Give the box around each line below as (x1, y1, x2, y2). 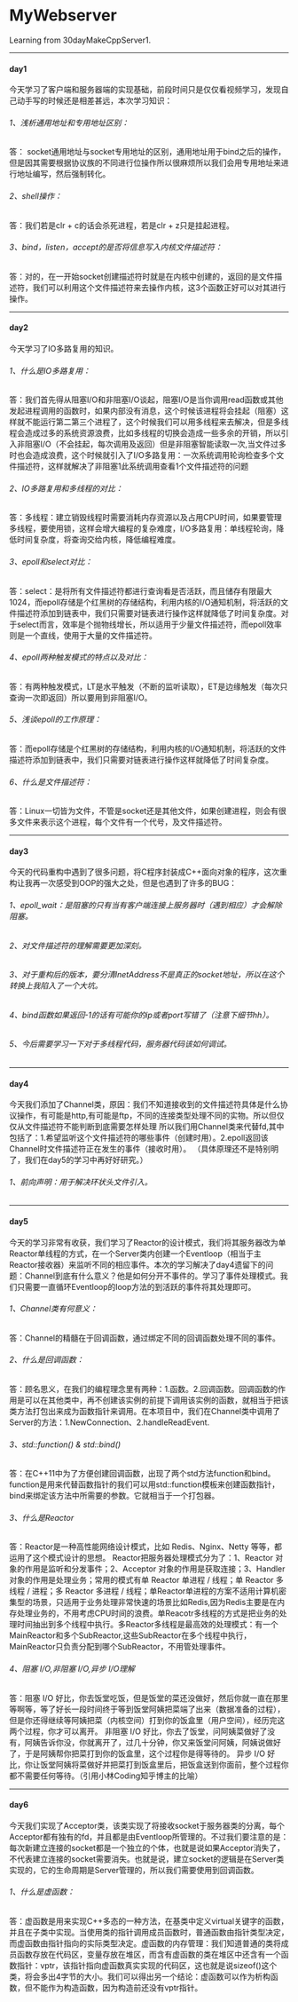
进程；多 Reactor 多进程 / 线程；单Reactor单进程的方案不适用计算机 (31, 1586, 279, 1596)
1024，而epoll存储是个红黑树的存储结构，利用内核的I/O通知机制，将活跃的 (9, 597, 281, 607)
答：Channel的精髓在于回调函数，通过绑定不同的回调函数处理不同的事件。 (9, 1333, 281, 1343)
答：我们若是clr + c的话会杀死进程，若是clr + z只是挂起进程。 (9, 219, 235, 231)
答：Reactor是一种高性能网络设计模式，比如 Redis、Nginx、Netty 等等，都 (9, 1541, 282, 1552)
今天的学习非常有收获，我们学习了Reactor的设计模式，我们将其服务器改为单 (9, 1237, 286, 1247)
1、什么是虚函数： (9, 1887, 75, 1897)
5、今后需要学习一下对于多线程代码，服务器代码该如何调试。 (9, 1039, 232, 1049)
